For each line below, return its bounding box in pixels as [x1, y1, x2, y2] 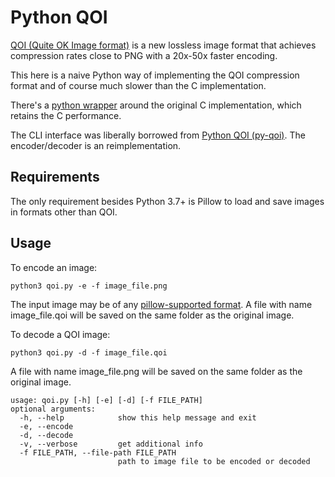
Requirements [10, 169, 100, 186]
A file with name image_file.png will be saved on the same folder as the [10, 365, 303, 377]
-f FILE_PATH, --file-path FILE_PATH [19, 447, 177, 458]
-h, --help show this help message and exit [19, 412, 257, 423]
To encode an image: [10, 261, 98, 273]
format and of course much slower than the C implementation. [10, 79, 267, 91]
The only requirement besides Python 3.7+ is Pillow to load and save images [10, 195, 325, 207]
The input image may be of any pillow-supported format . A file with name [10, 298, 313, 310]
